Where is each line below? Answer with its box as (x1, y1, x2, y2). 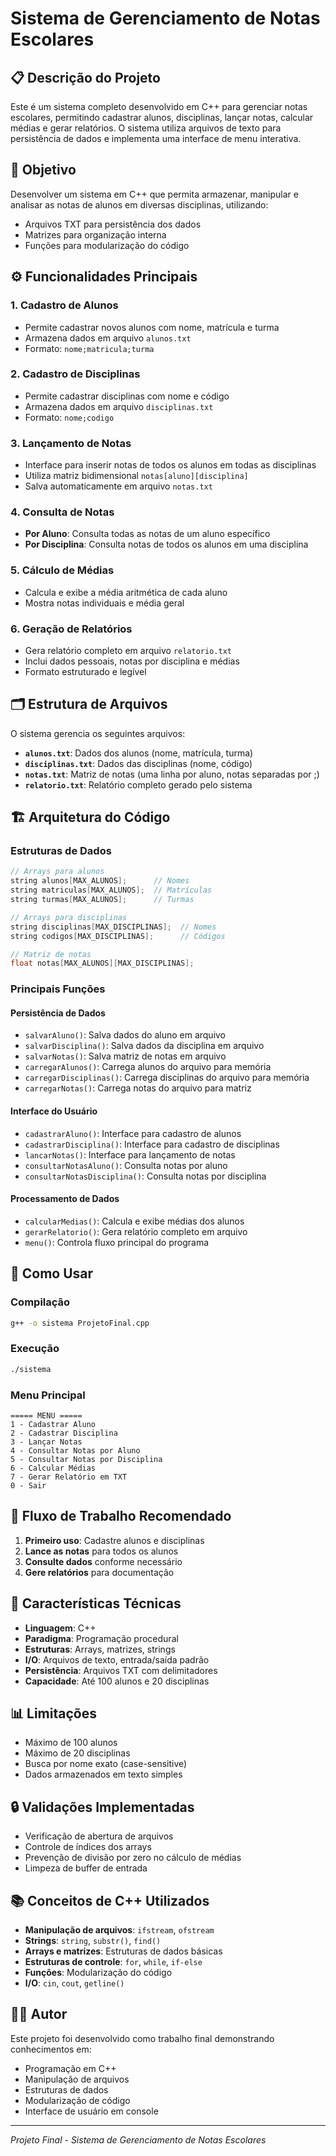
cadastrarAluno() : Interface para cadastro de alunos (24, 1127, 242, 1139)
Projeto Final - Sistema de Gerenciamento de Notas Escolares (10, 2133, 267, 2146)
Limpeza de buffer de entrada (24, 1862, 148, 1874)
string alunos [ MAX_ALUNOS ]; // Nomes (10, 876, 190, 886)
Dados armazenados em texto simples (24, 1768, 183, 1781)
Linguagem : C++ (24, 1622, 97, 1634)
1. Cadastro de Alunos (10, 298, 119, 312)
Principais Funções (10, 982, 106, 996)
